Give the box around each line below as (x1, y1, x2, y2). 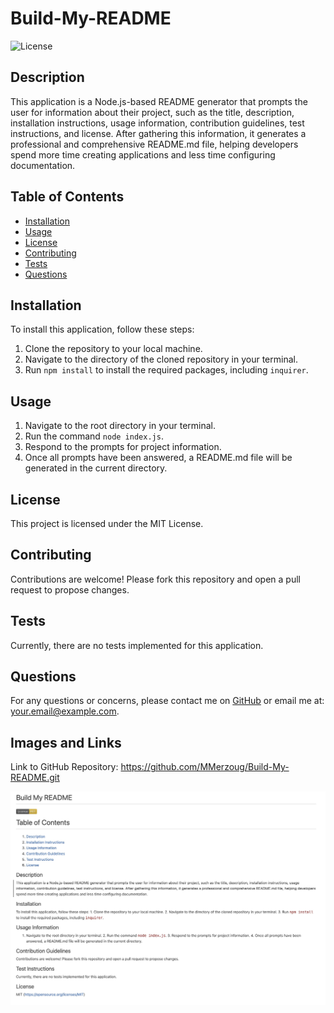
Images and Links (10, 734, 122, 751)
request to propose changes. (10, 583, 130, 596)
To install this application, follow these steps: (10, 323, 195, 336)
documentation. (10, 159, 76, 171)
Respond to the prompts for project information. (24, 441, 222, 453)
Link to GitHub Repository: (10, 761, 119, 773)
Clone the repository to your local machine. (24, 343, 203, 355)
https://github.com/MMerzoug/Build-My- (120, 761, 290, 773)
